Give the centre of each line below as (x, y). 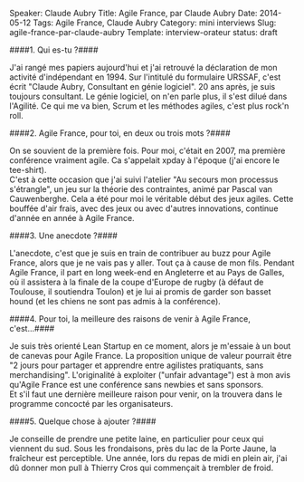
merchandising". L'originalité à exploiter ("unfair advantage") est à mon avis (150, 375)
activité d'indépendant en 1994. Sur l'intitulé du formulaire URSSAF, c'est (145, 77)
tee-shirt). (28, 170)
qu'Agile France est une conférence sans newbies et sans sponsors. (137, 385)
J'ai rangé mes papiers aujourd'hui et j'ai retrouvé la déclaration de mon (143, 67)
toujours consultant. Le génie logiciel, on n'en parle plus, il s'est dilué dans (148, 96)
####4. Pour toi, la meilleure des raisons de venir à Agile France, (130, 319)
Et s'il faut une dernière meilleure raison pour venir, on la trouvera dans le (146, 394)
